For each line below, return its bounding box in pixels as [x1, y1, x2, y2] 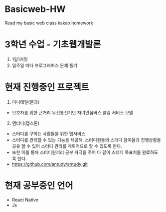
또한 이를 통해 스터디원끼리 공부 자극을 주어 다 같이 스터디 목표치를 [11, 149, 141, 155]
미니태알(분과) [11, 99, 40, 105]
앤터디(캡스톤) [11, 120, 40, 126]
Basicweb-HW [4, 3, 66, 15]
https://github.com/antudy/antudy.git [11, 161, 88, 167]
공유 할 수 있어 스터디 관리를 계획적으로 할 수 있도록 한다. [11, 143, 123, 149]
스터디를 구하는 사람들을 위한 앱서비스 [11, 131, 86, 137]
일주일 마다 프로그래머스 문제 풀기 [11, 62, 78, 68]
